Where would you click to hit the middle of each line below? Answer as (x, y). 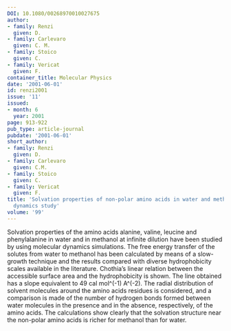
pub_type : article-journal (46, 129)
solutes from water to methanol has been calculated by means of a (102, 254)
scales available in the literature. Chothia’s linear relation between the (105, 268)
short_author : (27, 142)
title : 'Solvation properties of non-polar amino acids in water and (109, 200)
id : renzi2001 (27, 90)
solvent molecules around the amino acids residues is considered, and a (109, 290)
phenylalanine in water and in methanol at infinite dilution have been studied (115, 239)
